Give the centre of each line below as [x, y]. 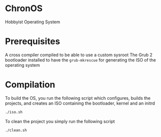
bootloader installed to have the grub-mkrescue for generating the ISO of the [80, 60]
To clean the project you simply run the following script [60, 121]
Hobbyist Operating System [33, 22]
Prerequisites [33, 41]
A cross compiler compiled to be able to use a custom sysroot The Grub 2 [79, 55]
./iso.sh [14, 112]
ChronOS [24, 8]
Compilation [30, 85]
